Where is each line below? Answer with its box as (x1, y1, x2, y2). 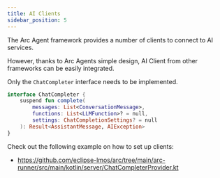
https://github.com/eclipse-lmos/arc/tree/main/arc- (17, 156, 166, 164)
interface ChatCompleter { (7, 91, 86, 98)
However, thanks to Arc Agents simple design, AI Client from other (7, 56, 198, 65)
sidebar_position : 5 (7, 17, 68, 24)
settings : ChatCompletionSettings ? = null (32, 117, 158, 124)
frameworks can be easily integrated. (7, 64, 115, 72)
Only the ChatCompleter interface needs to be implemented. (7, 77, 178, 86)
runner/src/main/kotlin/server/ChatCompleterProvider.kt (17, 163, 179, 171)
